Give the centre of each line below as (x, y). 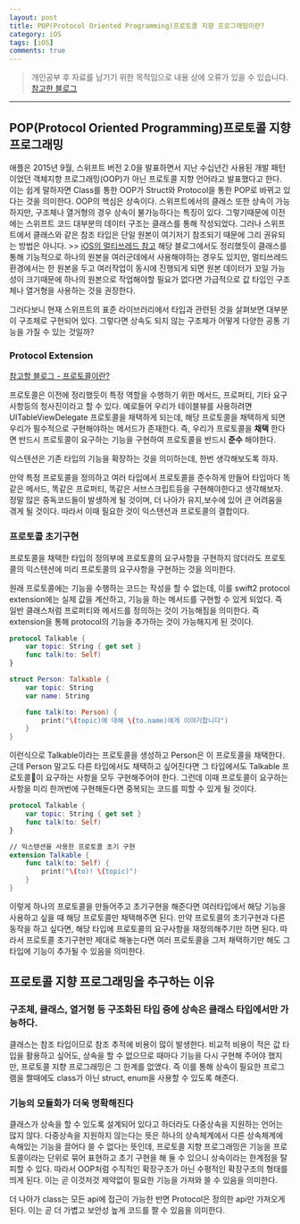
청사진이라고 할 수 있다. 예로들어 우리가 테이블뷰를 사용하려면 (146, 407)
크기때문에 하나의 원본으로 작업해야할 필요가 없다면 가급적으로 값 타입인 (150, 279)
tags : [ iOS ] (31, 42)
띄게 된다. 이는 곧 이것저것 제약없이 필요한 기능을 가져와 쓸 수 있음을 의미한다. (144, 1179)
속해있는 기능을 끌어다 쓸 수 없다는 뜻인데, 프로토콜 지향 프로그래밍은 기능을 (140, 1146)
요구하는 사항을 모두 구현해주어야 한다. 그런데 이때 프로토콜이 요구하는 (167, 777)
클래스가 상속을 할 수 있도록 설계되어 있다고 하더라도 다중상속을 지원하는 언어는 (146, 1124)
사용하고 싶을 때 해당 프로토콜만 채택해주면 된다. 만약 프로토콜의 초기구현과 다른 (147, 918)
